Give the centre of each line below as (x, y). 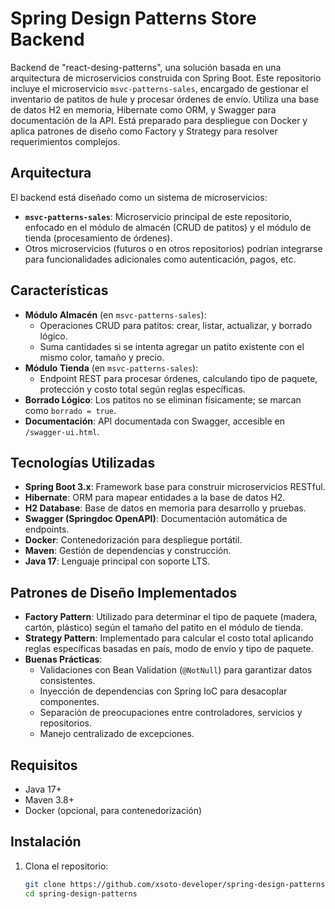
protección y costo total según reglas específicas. (142, 389)
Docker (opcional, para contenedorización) (113, 810)
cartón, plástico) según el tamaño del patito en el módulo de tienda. (164, 628)
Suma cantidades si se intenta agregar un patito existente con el (172, 346)
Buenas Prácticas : (63, 659)
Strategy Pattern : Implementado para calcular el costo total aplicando (169, 638)
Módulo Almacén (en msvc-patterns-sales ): (115, 314)
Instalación (46, 842)
